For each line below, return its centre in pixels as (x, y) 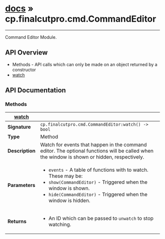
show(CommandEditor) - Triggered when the (98, 182)
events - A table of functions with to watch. (98, 170)
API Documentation (36, 91)
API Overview (27, 53)
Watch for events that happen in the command (94, 145)
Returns (17, 221)
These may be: (66, 176)
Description (22, 151)
